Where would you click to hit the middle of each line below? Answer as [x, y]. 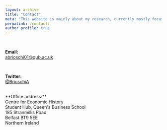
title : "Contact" [23, 14]
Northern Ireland [22, 123]
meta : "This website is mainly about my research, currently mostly [78, 19]
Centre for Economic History [34, 102]
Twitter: [13, 76]
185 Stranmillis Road [26, 113]
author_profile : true [28, 28]
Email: [12, 52]
